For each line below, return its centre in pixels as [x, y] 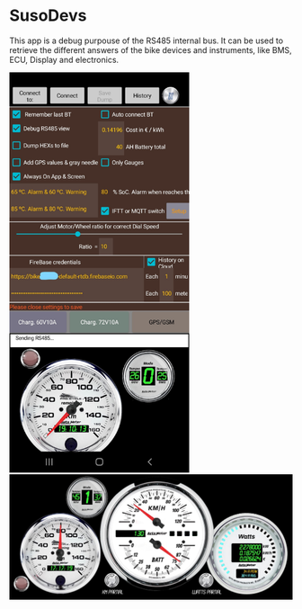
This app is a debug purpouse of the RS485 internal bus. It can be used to [147, 40]
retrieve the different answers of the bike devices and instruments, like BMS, [151, 49]
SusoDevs [48, 16]
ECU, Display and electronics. [64, 59]
